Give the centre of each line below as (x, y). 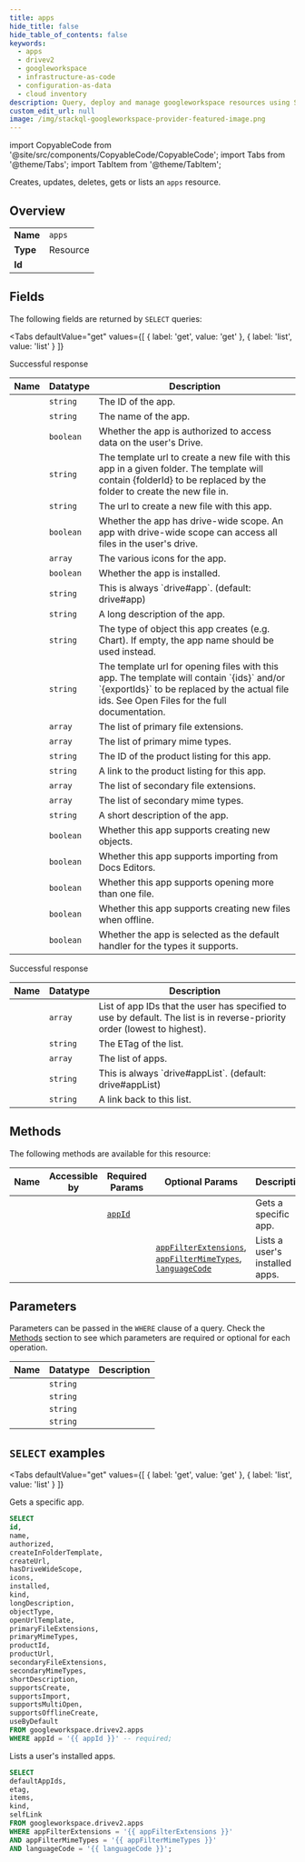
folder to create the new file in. (163, 491)
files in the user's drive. (148, 544)
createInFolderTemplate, (56, 1552)
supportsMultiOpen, (46, 1705)
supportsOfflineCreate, (54, 1713)
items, (22, 1798)
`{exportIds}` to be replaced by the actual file (194, 689)
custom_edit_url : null (52, 111)
